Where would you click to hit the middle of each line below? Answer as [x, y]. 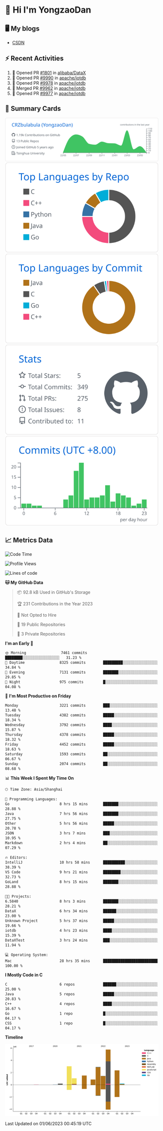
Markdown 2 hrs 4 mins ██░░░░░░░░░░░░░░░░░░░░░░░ [81, 843]
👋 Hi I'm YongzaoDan [48, 10]
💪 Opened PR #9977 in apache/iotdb [49, 93]
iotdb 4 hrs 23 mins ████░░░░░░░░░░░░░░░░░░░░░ [81, 931]
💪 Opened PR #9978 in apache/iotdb [49, 83]
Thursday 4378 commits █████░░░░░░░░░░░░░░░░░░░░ [81, 735]
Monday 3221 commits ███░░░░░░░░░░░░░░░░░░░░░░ [81, 706]
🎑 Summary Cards [33, 109]
